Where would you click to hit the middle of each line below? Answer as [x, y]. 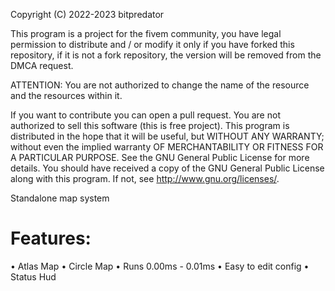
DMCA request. [42, 65]
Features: [51, 238]
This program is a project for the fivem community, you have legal [146, 33]
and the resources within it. [66, 95]
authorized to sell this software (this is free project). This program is [150, 125]
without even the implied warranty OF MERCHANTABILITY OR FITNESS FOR [167, 147]
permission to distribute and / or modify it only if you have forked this [152, 44]
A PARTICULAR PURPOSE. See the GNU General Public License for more [160, 157]
